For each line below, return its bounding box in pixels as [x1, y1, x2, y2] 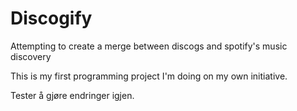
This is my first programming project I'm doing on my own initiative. [10, 70, 288, 82]
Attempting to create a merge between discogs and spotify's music [10, 40, 288, 52]
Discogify [10, 7, 93, 30]
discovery [10, 50, 52, 62]
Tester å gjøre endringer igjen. [10, 89, 135, 101]
